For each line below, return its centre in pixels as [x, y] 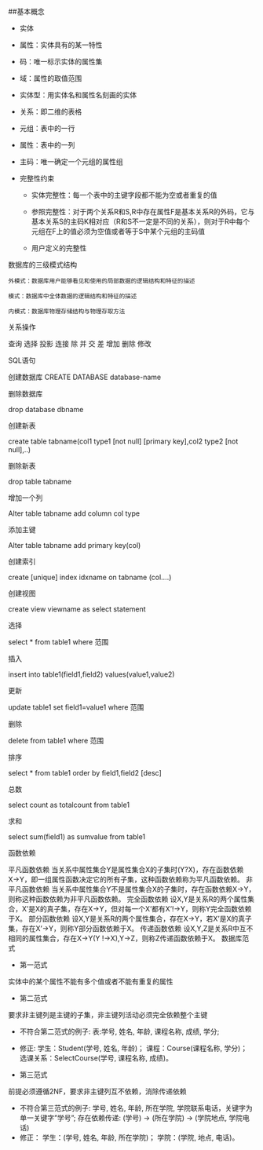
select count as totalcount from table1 [69, 805]
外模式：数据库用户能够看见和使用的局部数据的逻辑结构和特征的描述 [102, 281]
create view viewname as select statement [77, 609]
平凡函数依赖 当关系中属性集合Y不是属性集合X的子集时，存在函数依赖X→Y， [132, 889]
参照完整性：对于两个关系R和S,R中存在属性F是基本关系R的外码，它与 [143, 212]
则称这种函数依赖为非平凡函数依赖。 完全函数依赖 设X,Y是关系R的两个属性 [128, 899]
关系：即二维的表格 [51, 111]
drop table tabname [40, 482]
